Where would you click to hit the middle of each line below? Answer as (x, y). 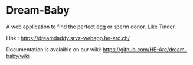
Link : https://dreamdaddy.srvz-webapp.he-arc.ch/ (68, 38)
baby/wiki (18, 56)
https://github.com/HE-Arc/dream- (145, 49)
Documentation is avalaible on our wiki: (54, 49)
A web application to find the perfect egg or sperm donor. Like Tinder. (91, 27)
